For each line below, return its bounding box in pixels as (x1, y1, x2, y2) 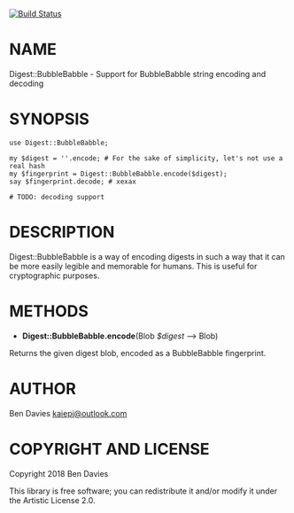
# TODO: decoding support (9, 192, 104, 201)
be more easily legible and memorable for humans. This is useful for (9, 260, 258, 271)
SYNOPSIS (9, 109, 90, 129)
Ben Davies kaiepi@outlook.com (9, 408, 128, 418)
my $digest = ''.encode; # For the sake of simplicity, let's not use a (9, 153, 283, 163)
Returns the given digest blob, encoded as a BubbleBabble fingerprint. (9, 347, 267, 358)
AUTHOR (9, 378, 77, 399)
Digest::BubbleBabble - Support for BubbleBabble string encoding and (9, 68, 267, 79)
